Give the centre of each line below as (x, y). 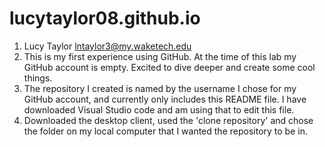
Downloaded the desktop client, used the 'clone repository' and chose (168, 120)
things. (38, 78)
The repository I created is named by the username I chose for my (160, 88)
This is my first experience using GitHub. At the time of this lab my (160, 56)
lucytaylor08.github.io (105, 18)
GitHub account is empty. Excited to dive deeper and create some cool (169, 67)
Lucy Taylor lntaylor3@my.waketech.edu (107, 46)
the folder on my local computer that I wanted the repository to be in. (165, 131)
